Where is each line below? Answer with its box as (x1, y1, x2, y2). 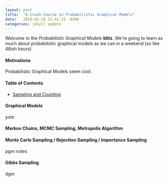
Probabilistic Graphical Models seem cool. (5, 68, 92, 74)
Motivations (5, 57, 31, 63)
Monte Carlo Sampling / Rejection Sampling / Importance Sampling (5, 137, 147, 143)
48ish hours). (5, 46, 33, 52)
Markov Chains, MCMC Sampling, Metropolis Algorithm (5, 125, 123, 131)
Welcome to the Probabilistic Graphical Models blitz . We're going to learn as (5, 35, 163, 41)
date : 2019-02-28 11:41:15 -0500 (5, 17, 79, 22)
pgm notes (5, 148, 27, 154)
